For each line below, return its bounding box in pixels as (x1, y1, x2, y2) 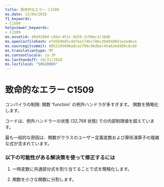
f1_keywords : (5, 16, 32, 21)
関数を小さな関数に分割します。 (12, 177, 77, 183)
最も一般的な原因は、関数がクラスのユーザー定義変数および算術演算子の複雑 (5, 135, 160, 140)
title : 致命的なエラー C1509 (5, 7, 60, 12)
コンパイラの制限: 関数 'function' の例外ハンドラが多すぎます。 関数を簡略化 (5, 101, 159, 108)
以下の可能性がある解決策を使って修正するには (5, 154, 116, 161)
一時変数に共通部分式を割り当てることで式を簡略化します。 (12, 166, 132, 172)
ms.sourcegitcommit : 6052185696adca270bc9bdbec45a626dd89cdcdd (5, 44, 137, 48)
